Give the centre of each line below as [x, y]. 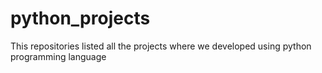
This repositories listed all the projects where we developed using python [161, 46]
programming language [58, 56]
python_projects [80, 18]
